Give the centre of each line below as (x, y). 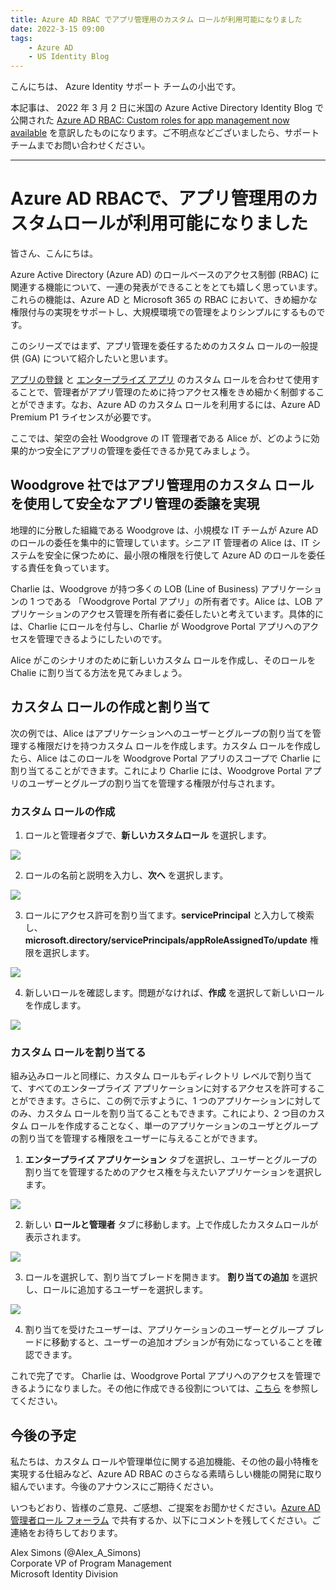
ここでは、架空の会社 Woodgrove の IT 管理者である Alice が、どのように (161, 438)
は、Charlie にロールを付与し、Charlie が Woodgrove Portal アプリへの (156, 626)
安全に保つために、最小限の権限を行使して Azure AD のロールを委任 (185, 555)
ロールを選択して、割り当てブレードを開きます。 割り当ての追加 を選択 (171, 1277)
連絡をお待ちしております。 (66, 1533)
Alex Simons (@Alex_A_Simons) (76, 1553)
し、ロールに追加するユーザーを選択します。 (116, 1290)
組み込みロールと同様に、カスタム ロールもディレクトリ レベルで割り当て (161, 1076)
